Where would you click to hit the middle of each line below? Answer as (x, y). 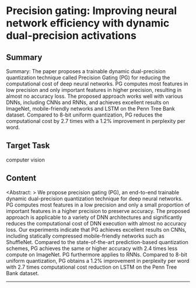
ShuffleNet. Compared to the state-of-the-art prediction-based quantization (97, 242)
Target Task (28, 145)
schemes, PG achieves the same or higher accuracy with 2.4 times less (92, 248)
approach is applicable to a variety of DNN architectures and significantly (94, 217)
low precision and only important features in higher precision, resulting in (94, 90)
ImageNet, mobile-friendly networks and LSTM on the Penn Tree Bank (90, 109)
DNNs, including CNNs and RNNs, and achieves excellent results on (87, 102)
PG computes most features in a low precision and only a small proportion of (98, 205)
